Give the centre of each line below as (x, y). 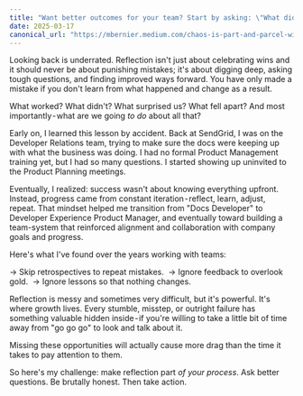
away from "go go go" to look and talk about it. (96, 328)
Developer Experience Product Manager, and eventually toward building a (146, 218)
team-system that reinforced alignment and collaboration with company (142, 227)
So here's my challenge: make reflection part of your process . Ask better (144, 373)
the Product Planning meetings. (68, 171)
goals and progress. (46, 237)
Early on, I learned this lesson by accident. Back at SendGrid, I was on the (147, 134)
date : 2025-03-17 (42, 26)
